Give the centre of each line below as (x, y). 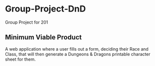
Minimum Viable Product (43, 37)
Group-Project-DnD (46, 9)
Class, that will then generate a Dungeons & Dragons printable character (78, 54)
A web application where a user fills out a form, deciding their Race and (77, 49)
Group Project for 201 (27, 22)
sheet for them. (20, 59)
